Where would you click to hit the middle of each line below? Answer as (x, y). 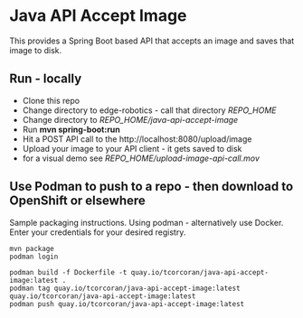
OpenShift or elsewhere (78, 201)
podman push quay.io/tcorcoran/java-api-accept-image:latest (127, 304)
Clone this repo (51, 100)
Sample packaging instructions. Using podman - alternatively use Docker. (147, 222)
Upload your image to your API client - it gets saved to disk (132, 148)
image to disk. (36, 50)
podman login (34, 257)
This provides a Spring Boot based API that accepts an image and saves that (152, 41)
